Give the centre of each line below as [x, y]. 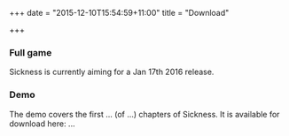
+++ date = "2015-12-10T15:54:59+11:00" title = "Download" [119, 13]
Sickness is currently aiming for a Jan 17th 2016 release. [112, 72]
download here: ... [42, 124]
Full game [31, 52]
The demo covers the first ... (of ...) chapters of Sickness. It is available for [144, 114]
